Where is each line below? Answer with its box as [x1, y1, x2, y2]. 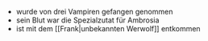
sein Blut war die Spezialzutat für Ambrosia [15, 15, 160, 25]
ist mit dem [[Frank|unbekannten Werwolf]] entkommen [15, 24, 201, 33]
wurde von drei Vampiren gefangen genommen [15, 7, 173, 16]
